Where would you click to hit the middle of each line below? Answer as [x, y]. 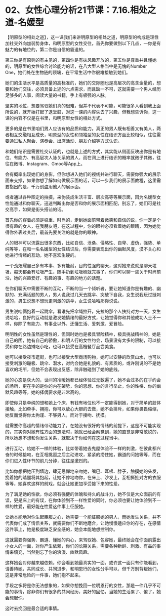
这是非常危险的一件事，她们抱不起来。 [44, 575]
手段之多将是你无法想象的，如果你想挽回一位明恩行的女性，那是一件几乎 [79, 585]
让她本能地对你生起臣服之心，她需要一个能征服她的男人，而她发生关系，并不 [83, 517]
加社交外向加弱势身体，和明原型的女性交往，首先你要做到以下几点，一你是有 [83, 43]
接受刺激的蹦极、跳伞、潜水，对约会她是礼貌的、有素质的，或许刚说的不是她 [83, 363]
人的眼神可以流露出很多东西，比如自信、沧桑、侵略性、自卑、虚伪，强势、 [81, 243]
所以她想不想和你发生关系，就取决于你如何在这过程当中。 [63, 438]
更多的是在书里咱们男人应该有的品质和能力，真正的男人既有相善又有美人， [81, 128]
